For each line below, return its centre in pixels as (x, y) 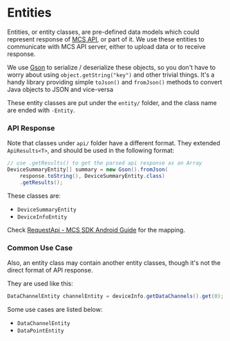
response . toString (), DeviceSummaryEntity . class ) (93, 176)
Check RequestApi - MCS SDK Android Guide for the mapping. (96, 230)
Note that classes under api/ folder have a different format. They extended (114, 143)
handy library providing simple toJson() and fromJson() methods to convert (115, 82)
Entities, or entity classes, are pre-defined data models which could (103, 32)
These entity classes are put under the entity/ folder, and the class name (112, 102)
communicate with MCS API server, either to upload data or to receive (106, 46)
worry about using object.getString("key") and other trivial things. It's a (111, 75)
